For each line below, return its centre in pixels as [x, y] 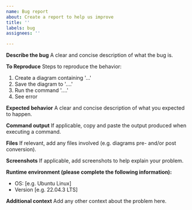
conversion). [21, 150]
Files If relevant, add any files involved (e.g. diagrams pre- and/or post [91, 143]
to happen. [19, 114]
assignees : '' [23, 33]
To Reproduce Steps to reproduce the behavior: [64, 67]
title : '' [18, 22]
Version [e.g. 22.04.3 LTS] [46, 190]
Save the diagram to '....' [44, 84]
